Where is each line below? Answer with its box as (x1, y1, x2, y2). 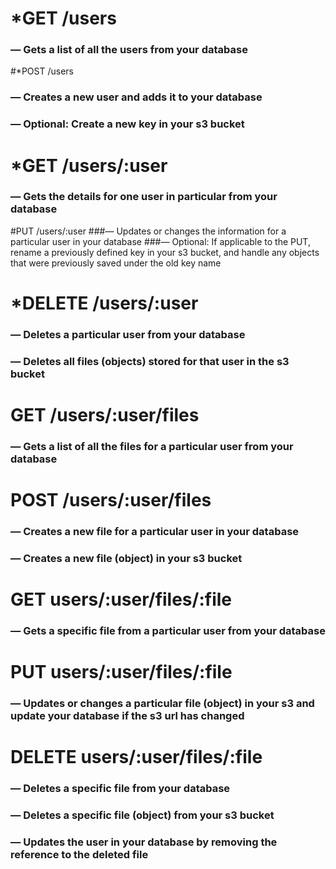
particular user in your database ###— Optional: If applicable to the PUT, (10, 235, 311, 247)
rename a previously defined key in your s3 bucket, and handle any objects (10, 246, 320, 258)
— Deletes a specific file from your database (10, 782, 231, 796)
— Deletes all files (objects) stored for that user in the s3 (10, 354, 290, 368)
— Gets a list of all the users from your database (10, 43, 248, 57)
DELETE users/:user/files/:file (10, 746, 263, 769)
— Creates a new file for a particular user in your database (10, 525, 300, 539)
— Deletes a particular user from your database (10, 327, 246, 341)
